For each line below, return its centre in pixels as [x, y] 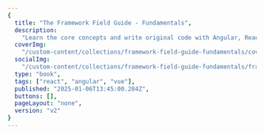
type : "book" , [38, 74]
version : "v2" [38, 111]
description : [36, 30]
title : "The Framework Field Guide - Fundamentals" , [103, 23]
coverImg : [30, 45]
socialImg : [32, 60]
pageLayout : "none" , [48, 103]
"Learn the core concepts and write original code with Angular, [132, 37]
